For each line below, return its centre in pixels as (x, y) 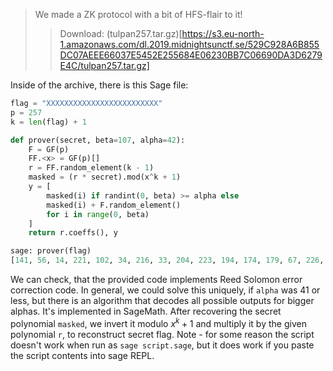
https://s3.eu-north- (223, 33)
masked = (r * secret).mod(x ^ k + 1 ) (105, 177)
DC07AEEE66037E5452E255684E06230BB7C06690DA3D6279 (191, 55)
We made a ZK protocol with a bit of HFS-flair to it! (138, 14)
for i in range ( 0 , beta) (98, 214)
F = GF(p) (49, 149)
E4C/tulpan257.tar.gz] (104, 65)
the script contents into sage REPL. (82, 355)
